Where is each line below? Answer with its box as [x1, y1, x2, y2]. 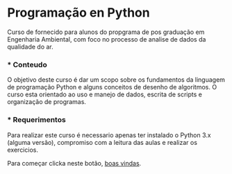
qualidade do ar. [7, 42, 53, 51]
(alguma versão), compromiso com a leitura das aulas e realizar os [7, 138, 198, 146]
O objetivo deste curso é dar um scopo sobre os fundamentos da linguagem [7, 76, 226, 84]
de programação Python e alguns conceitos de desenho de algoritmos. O [7, 83, 217, 92]
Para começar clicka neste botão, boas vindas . [7, 159, 142, 167]
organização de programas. [7, 98, 87, 106]
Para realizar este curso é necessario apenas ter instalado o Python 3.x [7, 130, 211, 139]
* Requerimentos [7, 115, 66, 125]
